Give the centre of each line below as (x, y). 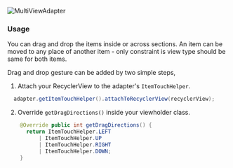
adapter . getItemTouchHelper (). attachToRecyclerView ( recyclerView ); (114, 99)
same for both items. (37, 59)
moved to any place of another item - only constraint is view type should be (116, 52)
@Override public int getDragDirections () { (86, 125)
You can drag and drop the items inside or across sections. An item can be (115, 44)
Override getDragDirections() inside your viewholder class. (104, 113)
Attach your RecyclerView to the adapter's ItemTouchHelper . (104, 86)
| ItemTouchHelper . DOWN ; (75, 151)
